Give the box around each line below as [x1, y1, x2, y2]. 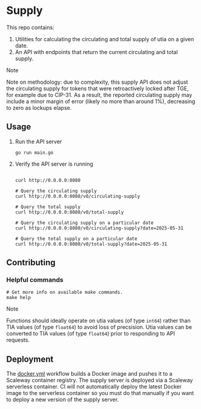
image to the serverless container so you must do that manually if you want [6, 390, 194, 397]
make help [6, 295, 31, 301]
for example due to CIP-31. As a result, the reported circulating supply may [6, 91, 193, 98]
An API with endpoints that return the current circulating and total [15, 48, 178, 55]
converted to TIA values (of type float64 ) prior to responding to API [6, 330, 176, 337]
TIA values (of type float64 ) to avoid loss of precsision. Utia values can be [6, 323, 193, 331]
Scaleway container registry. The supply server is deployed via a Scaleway [6, 377, 193, 384]
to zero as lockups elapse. [6, 104, 72, 111]
